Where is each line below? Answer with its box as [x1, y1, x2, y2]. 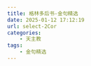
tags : [7, 42, 23, 49]
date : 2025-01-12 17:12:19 [7, 16, 85, 23]
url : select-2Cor [7, 23, 57, 30]
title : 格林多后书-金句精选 [7, 10, 79, 17]
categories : [7, 29, 41, 36]
